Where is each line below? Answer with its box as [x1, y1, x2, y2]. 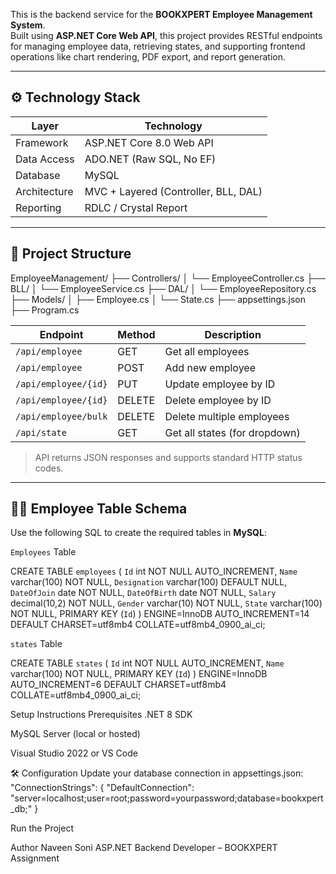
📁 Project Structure [10, 245, 132, 263]
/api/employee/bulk [15, 410, 108, 422]
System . [10, 19, 46, 31]
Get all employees [164, 344, 250, 358]
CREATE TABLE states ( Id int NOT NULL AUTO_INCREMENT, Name [10, 657, 285, 669]
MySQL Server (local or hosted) [10, 728, 141, 740]
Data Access [15, 152, 75, 166]
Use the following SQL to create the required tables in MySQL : [10, 527, 267, 539]
